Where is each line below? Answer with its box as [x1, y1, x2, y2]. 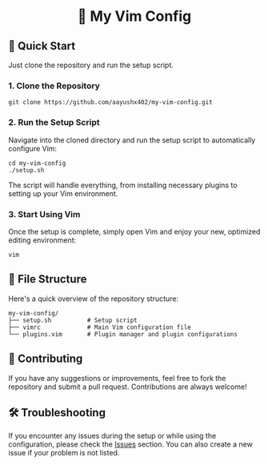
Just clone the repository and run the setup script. [8, 60, 174, 70]
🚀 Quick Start [8, 39, 76, 53]
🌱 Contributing [8, 352, 83, 366]
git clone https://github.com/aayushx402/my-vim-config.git [8, 98, 214, 106]
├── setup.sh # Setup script [8, 316, 138, 324]
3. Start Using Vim [8, 208, 81, 219]
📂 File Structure [8, 272, 87, 287]
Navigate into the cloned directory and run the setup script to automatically [8, 135, 256, 145]
